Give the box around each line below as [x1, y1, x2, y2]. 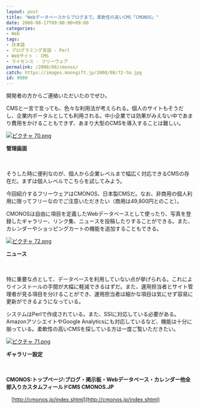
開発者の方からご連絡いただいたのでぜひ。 [6, 92, 110, 99]
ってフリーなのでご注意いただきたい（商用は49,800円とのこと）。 [21, 197, 182, 205]
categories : [6, 25, 36, 32]
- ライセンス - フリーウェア [6, 58, 68, 64]
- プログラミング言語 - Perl [6, 48, 70, 54]
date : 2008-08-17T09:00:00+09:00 [6, 20, 89, 26]
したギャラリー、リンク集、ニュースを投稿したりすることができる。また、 [11, 218, 193, 225]
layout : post [6, 8, 39, 15]
